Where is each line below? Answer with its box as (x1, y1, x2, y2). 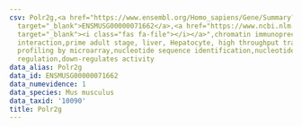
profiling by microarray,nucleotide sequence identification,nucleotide (17, 47, 296, 55)
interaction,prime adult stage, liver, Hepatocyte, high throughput (17, 38, 280, 47)
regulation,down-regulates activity (17, 55, 155, 63)
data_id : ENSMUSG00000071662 (9, 72, 119, 80)
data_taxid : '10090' (9, 96, 87, 106)
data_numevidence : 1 (9, 80, 87, 89)
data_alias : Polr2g (9, 63, 83, 72)
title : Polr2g (9, 105, 63, 114)
